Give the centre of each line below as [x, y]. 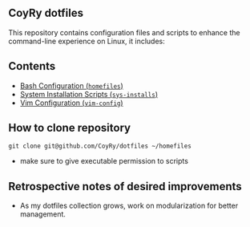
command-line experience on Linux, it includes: [87, 41]
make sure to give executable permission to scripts [104, 161]
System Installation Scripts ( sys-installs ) [89, 94]
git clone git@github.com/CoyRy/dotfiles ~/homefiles [100, 146]
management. [43, 214]
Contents [32, 66]
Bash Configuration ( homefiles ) [72, 85]
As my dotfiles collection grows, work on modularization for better [129, 206]
